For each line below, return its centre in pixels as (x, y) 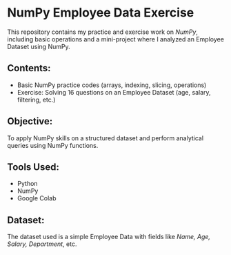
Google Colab (37, 198)
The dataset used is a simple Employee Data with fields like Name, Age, (109, 237)
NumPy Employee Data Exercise (101, 13)
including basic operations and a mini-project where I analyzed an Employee (115, 39)
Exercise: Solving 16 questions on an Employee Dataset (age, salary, (114, 92)
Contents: (29, 68)
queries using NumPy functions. (53, 145)
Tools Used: (33, 167)
